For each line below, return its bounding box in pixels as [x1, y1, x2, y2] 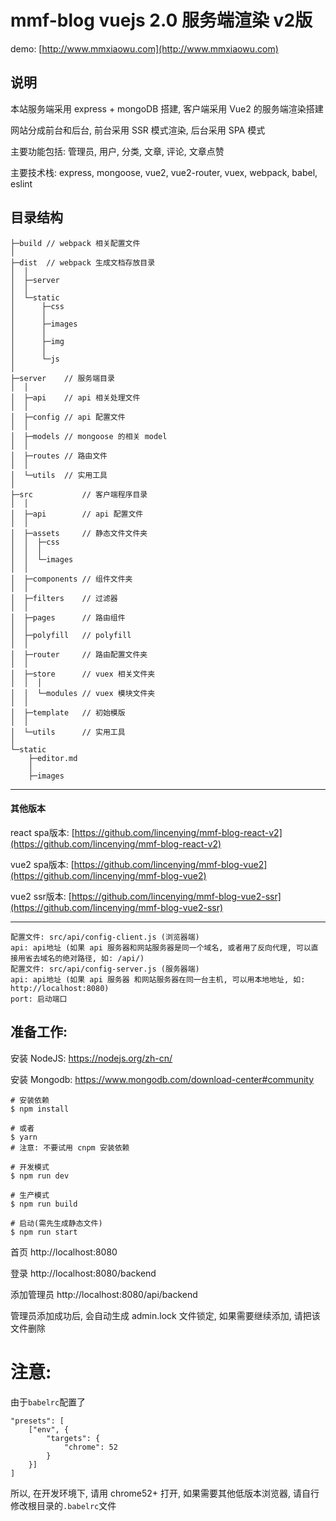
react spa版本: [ [10, 826, 75, 838]
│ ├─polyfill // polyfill [10, 630, 132, 640]
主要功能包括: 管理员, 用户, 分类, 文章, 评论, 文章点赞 [10, 145, 225, 157]
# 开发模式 [10, 1162, 50, 1172]
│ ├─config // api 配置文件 [10, 412, 126, 422]
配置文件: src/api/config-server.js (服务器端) [10, 964, 200, 974]
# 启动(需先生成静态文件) [10, 1218, 103, 1228]
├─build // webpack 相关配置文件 [10, 238, 141, 248]
